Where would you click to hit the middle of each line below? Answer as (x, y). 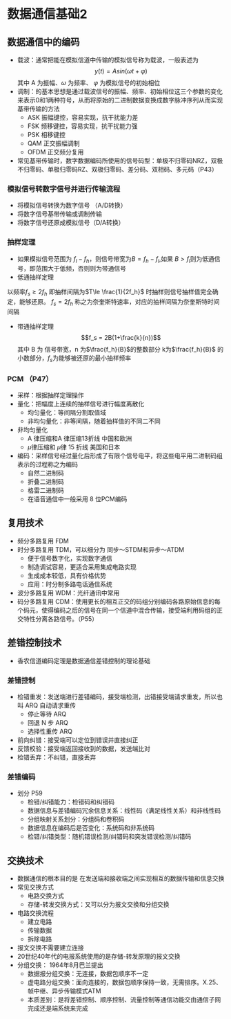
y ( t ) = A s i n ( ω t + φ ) (121, 71)
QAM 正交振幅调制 (54, 143)
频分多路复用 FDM (43, 541)
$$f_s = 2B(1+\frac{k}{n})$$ (121, 337)
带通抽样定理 (35, 326)
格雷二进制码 (46, 490)
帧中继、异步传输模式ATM (64, 991)
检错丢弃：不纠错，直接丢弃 (57, 757)
